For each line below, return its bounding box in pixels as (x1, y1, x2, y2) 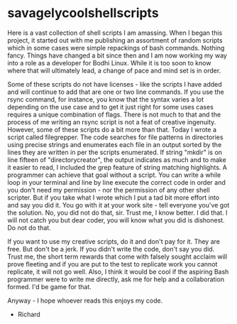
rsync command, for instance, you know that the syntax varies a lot (7, 94, 204, 104)
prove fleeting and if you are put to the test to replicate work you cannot (7, 259, 218, 268)
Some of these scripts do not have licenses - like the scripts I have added (7, 80, 222, 88)
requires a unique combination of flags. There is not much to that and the (7, 110, 221, 119)
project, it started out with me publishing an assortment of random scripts (7, 36, 223, 44)
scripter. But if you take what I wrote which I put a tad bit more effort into (7, 193, 220, 202)
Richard (17, 310, 40, 318)
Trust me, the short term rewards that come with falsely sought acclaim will (7, 252, 228, 261)
